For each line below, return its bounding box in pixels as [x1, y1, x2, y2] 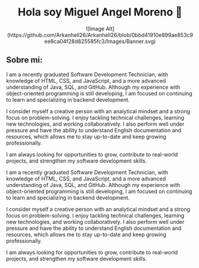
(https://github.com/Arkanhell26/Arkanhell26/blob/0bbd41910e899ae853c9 [7, 31, 194, 38]
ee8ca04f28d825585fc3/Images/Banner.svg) [44, 38, 156, 45]
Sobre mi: [6, 55, 43, 65]
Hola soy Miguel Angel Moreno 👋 [17, 5, 183, 19]
